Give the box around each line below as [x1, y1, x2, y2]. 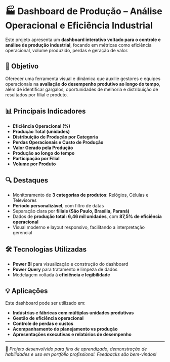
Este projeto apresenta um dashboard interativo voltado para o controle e [5, 37, 161, 43]
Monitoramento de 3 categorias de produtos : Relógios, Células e [12, 192, 149, 198]
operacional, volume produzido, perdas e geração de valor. [5, 47, 129, 53]
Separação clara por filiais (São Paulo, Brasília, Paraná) [12, 208, 130, 214]
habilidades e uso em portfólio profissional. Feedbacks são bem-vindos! [5, 351, 157, 357]
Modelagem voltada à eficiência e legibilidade [12, 272, 110, 278]
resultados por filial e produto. [5, 91, 68, 98]
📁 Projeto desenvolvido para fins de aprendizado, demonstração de [5, 346, 147, 352]
